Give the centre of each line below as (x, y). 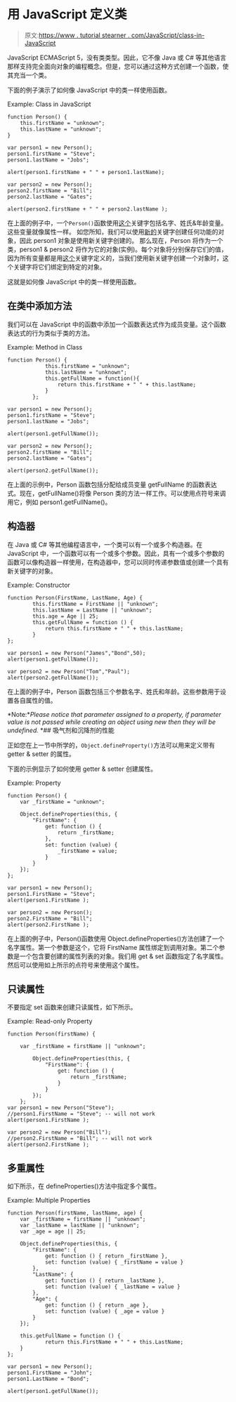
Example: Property (34, 783)
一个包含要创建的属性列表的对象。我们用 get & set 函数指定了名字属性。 (123, 956)
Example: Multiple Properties (49, 1201)
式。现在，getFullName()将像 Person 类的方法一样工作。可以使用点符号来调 (117, 493)
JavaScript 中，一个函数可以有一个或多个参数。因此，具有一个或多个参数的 (116, 553)
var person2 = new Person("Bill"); (59, 1132)
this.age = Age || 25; (66, 616)
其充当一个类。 (29, 75)
